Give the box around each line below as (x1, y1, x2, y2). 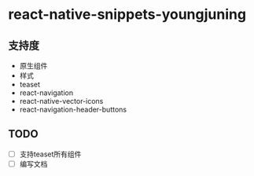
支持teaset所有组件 (19, 149, 82, 159)
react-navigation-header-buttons (19, 104, 127, 114)
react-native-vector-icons (19, 97, 104, 105)
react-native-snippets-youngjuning (8, 5, 246, 24)
